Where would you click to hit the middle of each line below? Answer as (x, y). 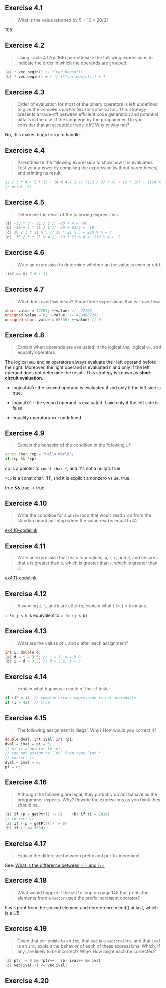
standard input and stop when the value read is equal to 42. (78, 521)
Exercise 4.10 (26, 503)
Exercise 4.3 (25, 92)
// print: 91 (19, 187)
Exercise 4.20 (27, 980)
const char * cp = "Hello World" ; (40, 454)
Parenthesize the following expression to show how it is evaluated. (85, 162)
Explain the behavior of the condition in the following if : (75, 445)
